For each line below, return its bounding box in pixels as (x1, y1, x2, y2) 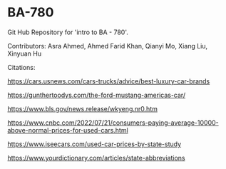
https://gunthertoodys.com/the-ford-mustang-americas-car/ (7, 91, 186, 99)
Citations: (7, 63, 36, 71)
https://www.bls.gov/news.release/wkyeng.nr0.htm (7, 104, 158, 113)
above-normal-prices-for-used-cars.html (7, 126, 128, 134)
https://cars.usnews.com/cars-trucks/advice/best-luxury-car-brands (7, 76, 210, 86)
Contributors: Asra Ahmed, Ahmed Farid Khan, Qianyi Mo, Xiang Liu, (7, 41, 208, 50)
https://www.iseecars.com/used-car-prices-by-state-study (7, 140, 182, 148)
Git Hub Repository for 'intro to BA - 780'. (7, 28, 128, 36)
